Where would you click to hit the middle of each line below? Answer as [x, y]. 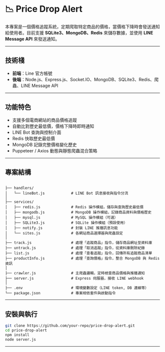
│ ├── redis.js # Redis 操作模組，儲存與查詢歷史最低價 [74, 207]
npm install [17, 335]
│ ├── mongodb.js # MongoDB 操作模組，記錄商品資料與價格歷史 [78, 212]
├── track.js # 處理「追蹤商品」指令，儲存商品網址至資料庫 [79, 243]
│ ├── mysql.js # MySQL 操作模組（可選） [62, 218]
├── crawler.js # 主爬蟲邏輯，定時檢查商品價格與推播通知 [75, 273]
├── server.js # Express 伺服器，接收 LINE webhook [74, 279]
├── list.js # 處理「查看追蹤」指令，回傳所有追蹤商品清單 [79, 253]
